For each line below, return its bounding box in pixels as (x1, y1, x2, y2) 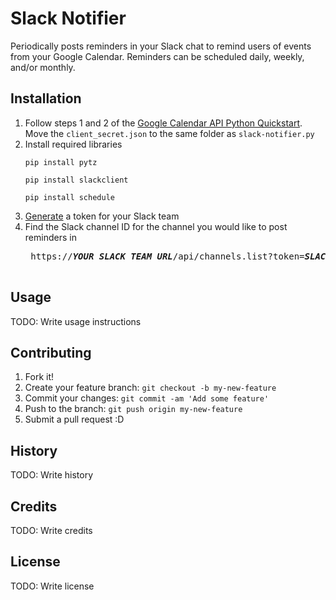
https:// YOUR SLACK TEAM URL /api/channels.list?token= (30, 250, 305, 262)
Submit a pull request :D (24, 413, 125, 426)
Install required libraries (24, 138, 123, 150)
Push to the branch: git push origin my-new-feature (24, 403, 243, 415)
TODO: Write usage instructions (10, 315, 142, 327)
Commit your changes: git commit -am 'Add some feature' (24, 392, 270, 404)
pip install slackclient (24, 175, 129, 185)
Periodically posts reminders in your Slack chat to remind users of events (10, 40, 312, 52)
